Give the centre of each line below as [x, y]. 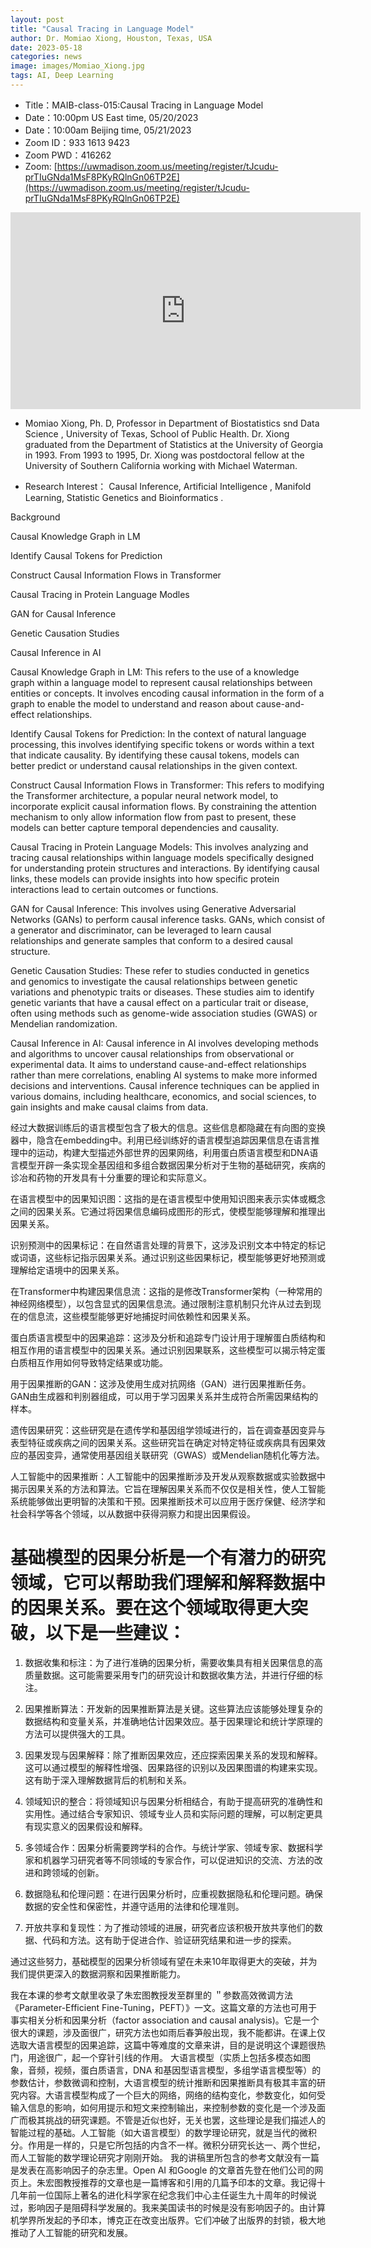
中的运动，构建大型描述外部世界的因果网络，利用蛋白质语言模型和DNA [164, 1152]
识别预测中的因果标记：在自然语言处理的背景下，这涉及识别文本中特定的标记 [168, 1245]
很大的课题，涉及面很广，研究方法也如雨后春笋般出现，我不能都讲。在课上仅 [168, 2032]
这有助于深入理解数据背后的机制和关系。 [108, 1780]
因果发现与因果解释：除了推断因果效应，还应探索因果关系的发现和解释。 [173, 1755]
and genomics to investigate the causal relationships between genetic [154, 981]
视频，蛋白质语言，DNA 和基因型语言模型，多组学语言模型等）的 [187, 2070]
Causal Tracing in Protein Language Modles [100, 594]
